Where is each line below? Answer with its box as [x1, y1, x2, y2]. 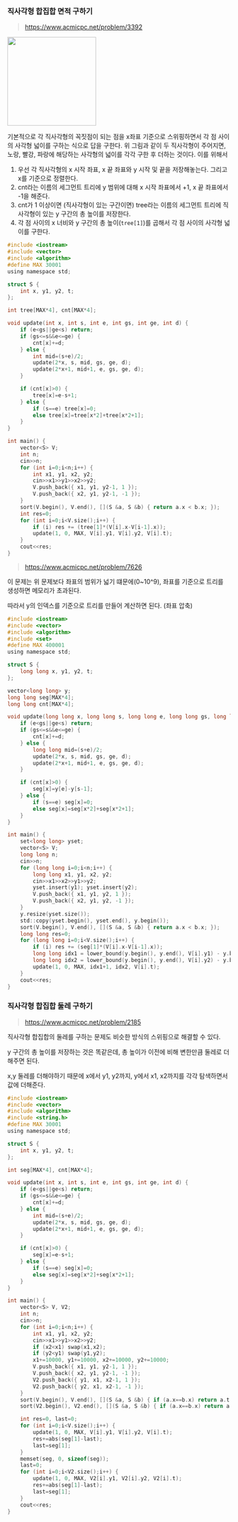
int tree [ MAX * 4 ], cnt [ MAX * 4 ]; [7, 307, 97, 314]
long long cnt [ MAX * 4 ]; [7, 701, 74, 708]
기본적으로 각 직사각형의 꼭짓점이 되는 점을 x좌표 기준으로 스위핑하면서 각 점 [7, 133, 217, 141]
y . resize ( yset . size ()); [20, 910, 91, 917]
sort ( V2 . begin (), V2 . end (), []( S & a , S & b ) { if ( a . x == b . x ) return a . [20, 1403, 233, 1410]
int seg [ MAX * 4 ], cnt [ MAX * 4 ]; [7, 1166, 93, 1173]
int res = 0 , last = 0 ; [20, 1416, 78, 1423]
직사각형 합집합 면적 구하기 [7, 6, 93, 16]
